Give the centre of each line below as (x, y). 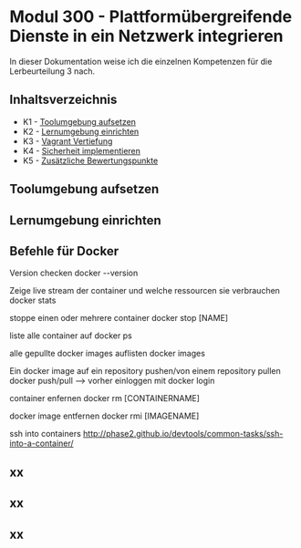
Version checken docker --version (74, 273)
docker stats (33, 300)
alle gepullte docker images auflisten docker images (107, 354)
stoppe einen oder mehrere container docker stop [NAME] (119, 318)
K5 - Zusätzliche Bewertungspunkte (90, 160)
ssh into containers (46, 434)
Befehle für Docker (64, 251)
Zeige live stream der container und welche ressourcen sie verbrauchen (145, 291)
